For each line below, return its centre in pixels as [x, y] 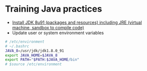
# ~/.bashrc [17, 46]
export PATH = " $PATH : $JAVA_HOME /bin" [42, 60]
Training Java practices [54, 9]
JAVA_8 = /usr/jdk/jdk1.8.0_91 [35, 51]
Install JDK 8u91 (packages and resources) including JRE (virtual [77, 22]
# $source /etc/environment [34, 64]
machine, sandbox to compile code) [48, 27]
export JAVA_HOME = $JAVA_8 [31, 55]
